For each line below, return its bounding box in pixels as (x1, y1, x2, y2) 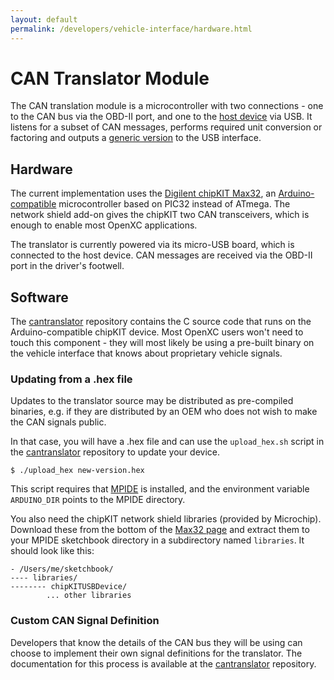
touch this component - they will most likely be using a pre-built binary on (10, 337, 315, 349)
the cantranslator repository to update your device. (10, 446, 220, 458)
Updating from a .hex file (10, 372, 133, 386)
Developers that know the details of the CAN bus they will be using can (10, 636, 303, 648)
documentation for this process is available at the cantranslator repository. (10, 657, 317, 670)
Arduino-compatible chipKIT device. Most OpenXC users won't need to (10, 326, 304, 338)
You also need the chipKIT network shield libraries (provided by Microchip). (10, 513, 322, 525)
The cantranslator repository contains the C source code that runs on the (10, 316, 312, 328)
